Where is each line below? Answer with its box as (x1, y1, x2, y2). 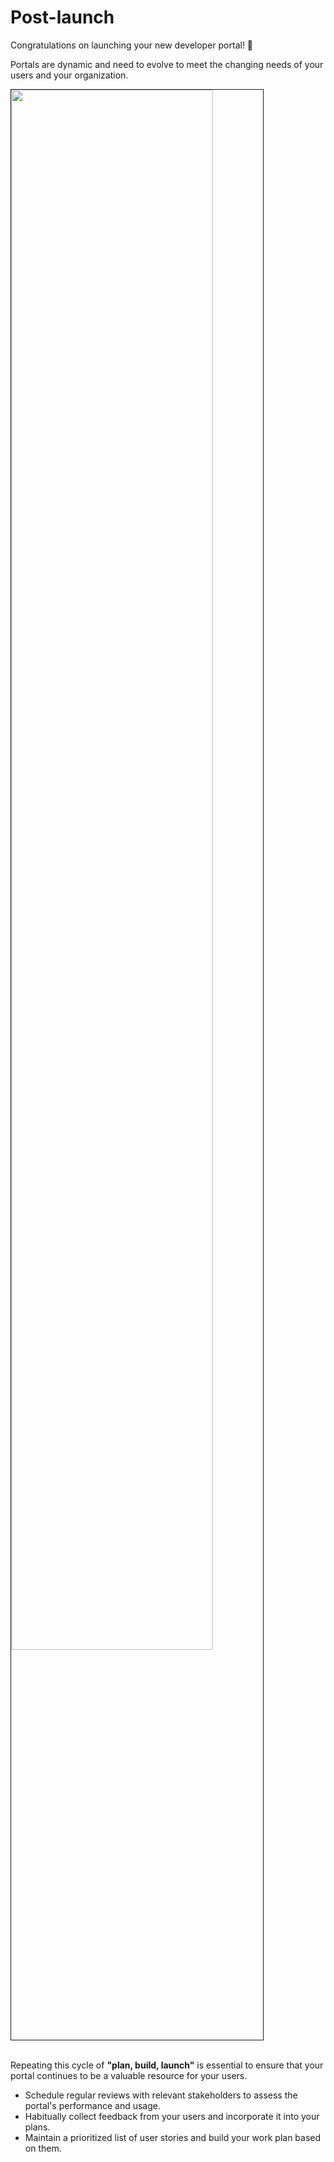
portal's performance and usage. (24, 2099, 162, 2111)
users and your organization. (10, 69, 129, 81)
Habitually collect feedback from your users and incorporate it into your (24, 2110, 320, 2122)
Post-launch (10, 6, 115, 29)
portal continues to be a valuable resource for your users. (10, 2069, 248, 2081)
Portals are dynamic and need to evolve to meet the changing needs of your (10, 58, 324, 70)
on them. (24, 2142, 62, 2154)
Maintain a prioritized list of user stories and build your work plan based (24, 2131, 322, 2143)
